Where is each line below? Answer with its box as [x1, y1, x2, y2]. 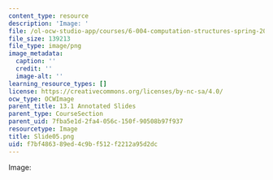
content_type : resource [8, 11, 89, 20]
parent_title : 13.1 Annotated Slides [8, 102, 136, 110]
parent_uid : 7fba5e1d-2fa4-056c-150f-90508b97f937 [8, 118, 184, 126]
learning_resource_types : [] [8, 79, 107, 88]
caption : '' [15, 58, 57, 66]
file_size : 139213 [8, 34, 71, 43]
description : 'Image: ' [8, 19, 89, 28]
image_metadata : [8, 49, 63, 58]
